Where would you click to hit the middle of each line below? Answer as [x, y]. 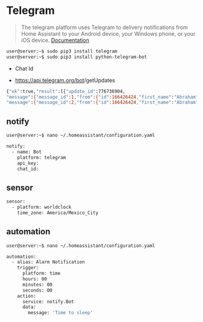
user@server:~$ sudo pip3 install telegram [62, 51]
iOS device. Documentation [55, 40]
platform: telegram [42, 157]
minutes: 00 [37, 284]
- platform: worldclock [41, 207]
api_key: [28, 163]
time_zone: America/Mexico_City [58, 212]
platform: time [41, 274]
